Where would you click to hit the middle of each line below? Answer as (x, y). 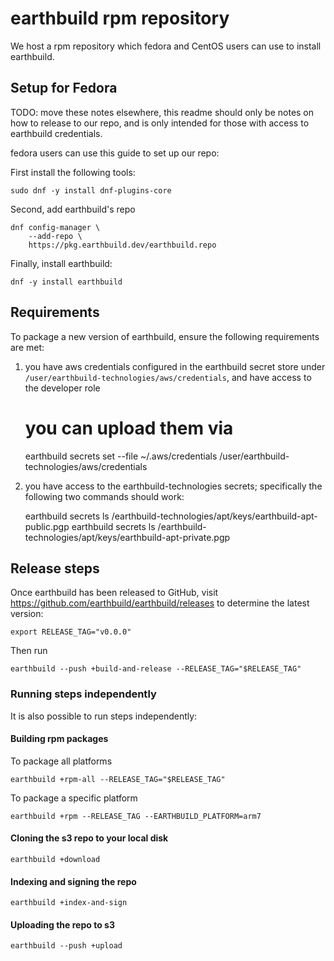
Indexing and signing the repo (73, 881)
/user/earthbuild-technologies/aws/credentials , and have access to (168, 377)
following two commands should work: (104, 496)
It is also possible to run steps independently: (104, 716)
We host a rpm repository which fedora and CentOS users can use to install (166, 46)
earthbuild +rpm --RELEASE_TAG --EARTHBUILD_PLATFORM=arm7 (136, 816)
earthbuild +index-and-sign (69, 903)
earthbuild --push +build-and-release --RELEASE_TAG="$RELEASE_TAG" (156, 669)
